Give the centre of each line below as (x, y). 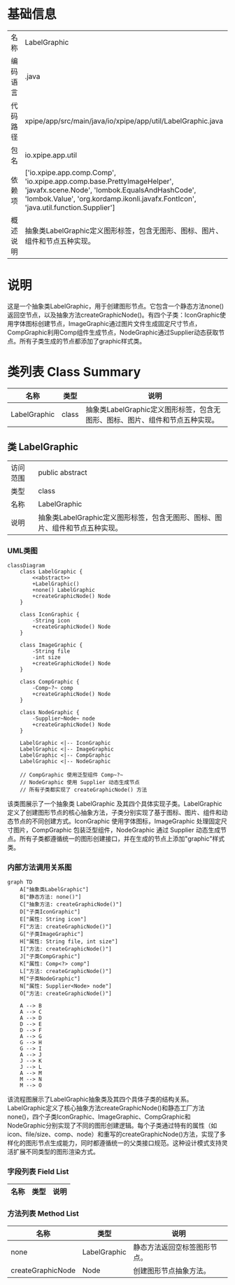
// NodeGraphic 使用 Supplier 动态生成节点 (80, 782)
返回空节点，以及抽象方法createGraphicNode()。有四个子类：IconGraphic (114, 315)
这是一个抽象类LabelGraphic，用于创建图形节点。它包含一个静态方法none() (116, 306)
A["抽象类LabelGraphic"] (55, 890)
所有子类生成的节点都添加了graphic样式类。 (82, 341)
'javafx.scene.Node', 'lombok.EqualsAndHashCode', (111, 190)
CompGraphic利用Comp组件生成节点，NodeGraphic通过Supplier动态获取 (113, 332)
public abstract (63, 472)
